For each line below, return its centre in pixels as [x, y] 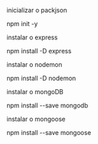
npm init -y [22, 24]
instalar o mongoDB [35, 92]
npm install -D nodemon [41, 78]
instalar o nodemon [34, 65]
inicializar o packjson [37, 10]
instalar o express [32, 37]
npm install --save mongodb [47, 105]
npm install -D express [39, 51]
